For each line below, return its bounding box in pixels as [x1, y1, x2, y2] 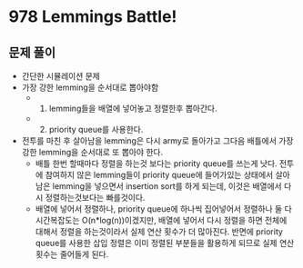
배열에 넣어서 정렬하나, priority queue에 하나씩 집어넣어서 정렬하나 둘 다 [35, 203, 292, 214]
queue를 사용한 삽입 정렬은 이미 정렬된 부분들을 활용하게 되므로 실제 [35, 238, 278, 248]
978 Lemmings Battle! [8, 6, 177, 27]
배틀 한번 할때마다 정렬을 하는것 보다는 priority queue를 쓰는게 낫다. [35, 158, 278, 169]
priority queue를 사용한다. [48, 124, 144, 134]
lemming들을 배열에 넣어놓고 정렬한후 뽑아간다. [48, 103, 217, 114]
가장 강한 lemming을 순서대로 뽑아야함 [21, 82, 159, 93]
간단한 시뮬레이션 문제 [21, 71, 101, 81]
